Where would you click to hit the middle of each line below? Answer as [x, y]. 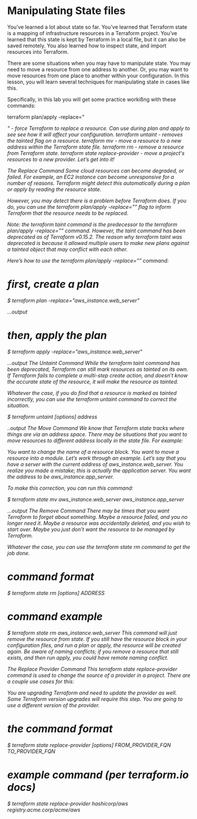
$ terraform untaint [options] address [52, 417]
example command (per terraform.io [98, 775]
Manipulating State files [66, 11]
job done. [19, 553]
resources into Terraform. [38, 51]
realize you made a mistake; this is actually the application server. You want [99, 470]
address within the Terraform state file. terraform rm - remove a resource [96, 147]
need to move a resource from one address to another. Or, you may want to [98, 69]
